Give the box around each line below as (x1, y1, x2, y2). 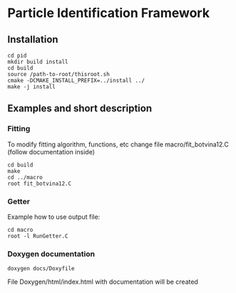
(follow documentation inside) (7, 147, 95, 156)
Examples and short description (7, 102, 153, 114)
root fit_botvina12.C (7, 180, 72, 187)
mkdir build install (7, 58, 69, 65)
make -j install (7, 83, 56, 90)
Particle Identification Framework (7, 5, 210, 21)
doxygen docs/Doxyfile (7, 265, 75, 272)
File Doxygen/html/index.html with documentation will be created (7, 277, 198, 286)
